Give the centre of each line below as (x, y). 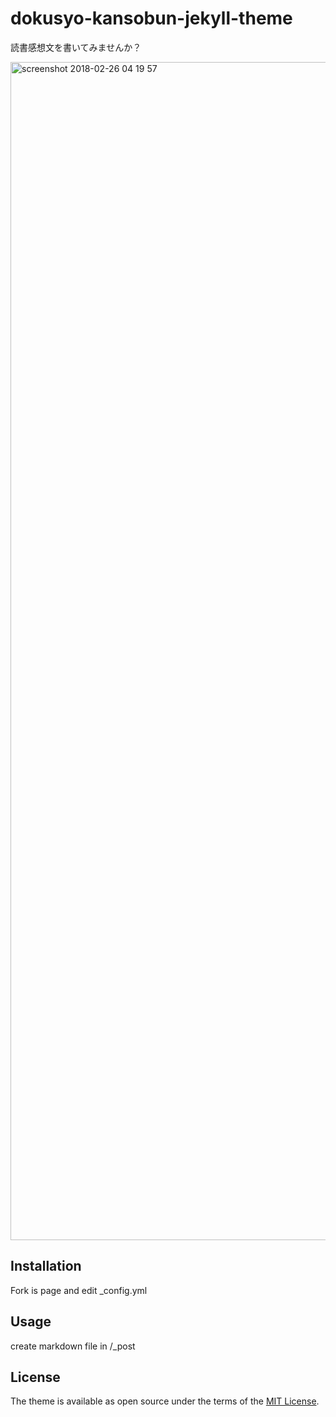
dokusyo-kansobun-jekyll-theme (151, 18)
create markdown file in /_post (73, 1346)
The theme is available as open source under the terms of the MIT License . (165, 1401)
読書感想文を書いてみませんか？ (76, 47)
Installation (46, 1266)
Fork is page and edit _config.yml (79, 1290)
